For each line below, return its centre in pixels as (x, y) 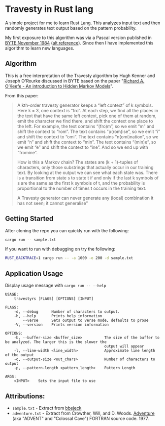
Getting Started (29, 219)
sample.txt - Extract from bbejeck (47, 408)
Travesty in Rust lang (49, 9)
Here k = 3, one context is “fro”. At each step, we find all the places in (88, 110)
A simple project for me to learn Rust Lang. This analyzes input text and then (83, 23)
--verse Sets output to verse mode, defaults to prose (86, 320)
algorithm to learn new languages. (40, 48)
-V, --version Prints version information (62, 325)
